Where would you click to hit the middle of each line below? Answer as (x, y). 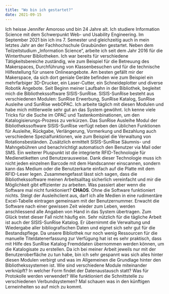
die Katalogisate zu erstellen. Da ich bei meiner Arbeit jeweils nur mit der (81, 249)
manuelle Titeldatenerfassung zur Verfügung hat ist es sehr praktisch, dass (83, 238)
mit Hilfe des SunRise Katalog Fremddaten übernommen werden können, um (85, 243)
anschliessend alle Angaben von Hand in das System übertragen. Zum (78, 211)
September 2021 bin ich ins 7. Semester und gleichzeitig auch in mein (77, 40)
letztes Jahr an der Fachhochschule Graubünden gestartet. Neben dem (79, 45)
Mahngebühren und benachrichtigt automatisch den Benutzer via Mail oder (83, 147)
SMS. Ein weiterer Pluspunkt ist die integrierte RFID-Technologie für (76, 153)
